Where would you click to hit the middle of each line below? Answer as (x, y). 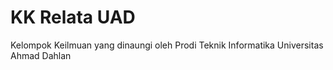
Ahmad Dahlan (41, 55)
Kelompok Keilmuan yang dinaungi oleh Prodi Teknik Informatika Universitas (167, 45)
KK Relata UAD (73, 17)
